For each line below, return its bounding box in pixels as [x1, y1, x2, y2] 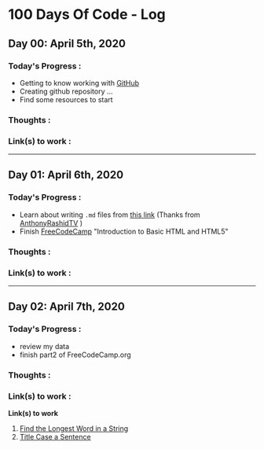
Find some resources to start [19, 94, 113, 104]
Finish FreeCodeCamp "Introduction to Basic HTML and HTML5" [19, 226, 229, 236]
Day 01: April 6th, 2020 [8, 168, 124, 182]
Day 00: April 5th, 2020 [8, 37, 126, 50]
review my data [19, 341, 70, 351]
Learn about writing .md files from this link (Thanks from [19, 210, 200, 219]
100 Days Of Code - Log [8, 6, 167, 24]
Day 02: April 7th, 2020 [8, 300, 126, 314]
